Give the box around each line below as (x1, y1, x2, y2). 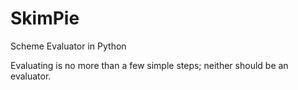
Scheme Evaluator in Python (10, 40, 127, 52)
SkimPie (10, 7, 80, 30)
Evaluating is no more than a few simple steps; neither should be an (10, 59, 289, 71)
